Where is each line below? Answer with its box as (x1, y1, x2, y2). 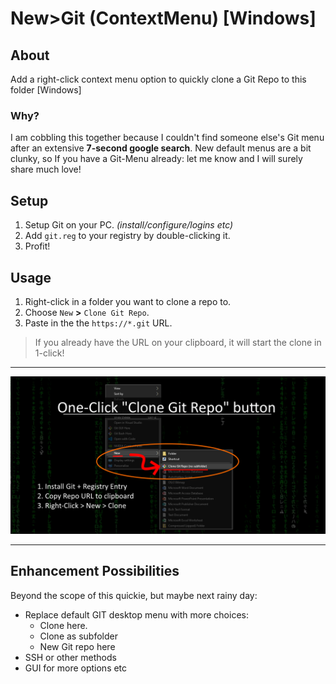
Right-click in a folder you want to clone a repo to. (24, 295, 232, 307)
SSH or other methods (24, 651, 117, 663)
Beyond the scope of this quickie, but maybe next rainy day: (10, 589, 258, 601)
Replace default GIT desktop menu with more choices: (24, 608, 249, 621)
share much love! (10, 163, 82, 176)
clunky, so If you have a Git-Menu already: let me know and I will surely (10, 153, 303, 165)
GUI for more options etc (24, 662, 128, 674)
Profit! (24, 240, 51, 252)
